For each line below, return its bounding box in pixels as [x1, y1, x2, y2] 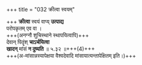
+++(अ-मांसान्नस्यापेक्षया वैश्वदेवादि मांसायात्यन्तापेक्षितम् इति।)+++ [6, 52, 136, 59]
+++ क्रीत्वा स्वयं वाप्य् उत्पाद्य [6, 18, 64, 25]
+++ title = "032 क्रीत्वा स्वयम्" [6, 6, 75, 13]
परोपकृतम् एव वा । [6, 25, 42, 32]
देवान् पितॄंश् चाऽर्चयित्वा [6, 38, 50, 46]
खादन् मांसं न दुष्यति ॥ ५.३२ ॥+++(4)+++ [6, 46, 95, 52]
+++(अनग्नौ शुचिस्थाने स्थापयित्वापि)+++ [6, 32, 89, 39]
